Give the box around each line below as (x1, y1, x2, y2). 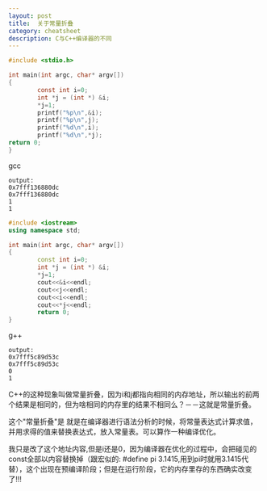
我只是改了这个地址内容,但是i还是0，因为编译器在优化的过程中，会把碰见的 (8, 444, 257, 454)
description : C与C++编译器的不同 (8, 34, 112, 43)
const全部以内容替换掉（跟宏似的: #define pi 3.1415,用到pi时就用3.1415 (8, 454, 242, 464)
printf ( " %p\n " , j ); (37, 116, 99, 124)
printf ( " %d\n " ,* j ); (37, 131, 103, 140)
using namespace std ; (8, 226, 81, 234)
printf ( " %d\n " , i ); (37, 124, 99, 132)
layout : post (8, 11, 52, 20)
